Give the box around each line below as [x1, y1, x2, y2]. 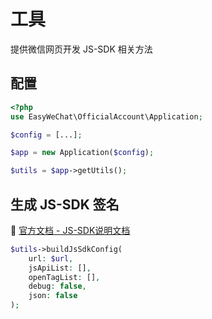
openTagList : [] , [28, 272, 101, 282]
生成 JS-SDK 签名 [10, 196, 120, 213]
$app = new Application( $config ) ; [10, 148, 155, 158]
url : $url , [28, 253, 74, 264]
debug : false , [28, 281, 87, 292]
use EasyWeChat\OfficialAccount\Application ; [10, 111, 203, 122]
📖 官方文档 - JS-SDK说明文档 [10, 224, 131, 236]
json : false [28, 291, 78, 301]
